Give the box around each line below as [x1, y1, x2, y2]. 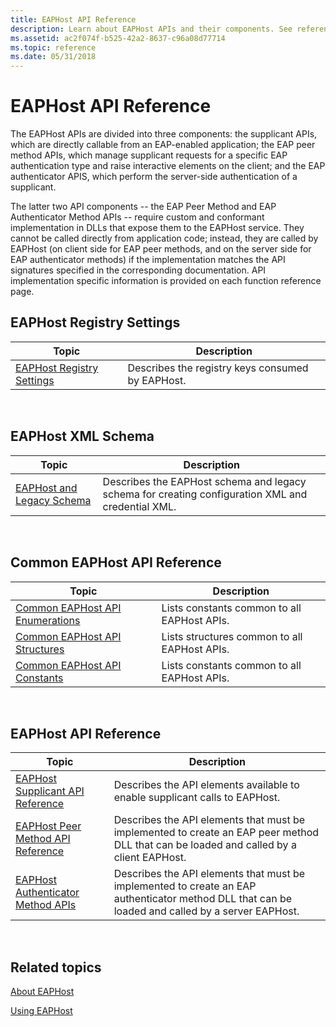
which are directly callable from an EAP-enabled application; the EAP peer [10, 139, 316, 151]
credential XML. [102, 499, 177, 513]
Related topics [10, 959, 102, 976]
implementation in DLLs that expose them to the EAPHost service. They [10, 222, 305, 234]
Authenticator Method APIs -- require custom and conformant [10, 211, 265, 223]
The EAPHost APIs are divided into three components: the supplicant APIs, [10, 128, 318, 140]
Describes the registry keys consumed [127, 361, 309, 375]
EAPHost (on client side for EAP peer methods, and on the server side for [10, 243, 312, 255]
